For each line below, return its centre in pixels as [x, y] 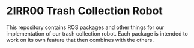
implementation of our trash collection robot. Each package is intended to [97, 33]
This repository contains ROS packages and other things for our [85, 27]
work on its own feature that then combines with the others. [80, 40]
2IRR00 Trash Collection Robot [85, 11]
